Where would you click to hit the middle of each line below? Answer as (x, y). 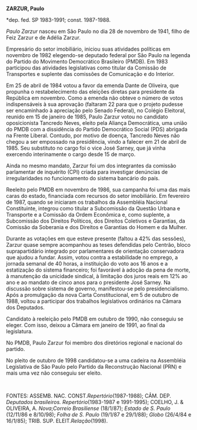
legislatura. (20, 331)
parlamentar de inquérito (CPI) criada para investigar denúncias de (87, 172)
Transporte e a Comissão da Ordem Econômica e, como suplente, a (88, 215)
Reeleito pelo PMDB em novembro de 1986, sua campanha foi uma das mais (98, 190)
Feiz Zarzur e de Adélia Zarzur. (44, 37)
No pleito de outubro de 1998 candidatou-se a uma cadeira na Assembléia (96, 360)
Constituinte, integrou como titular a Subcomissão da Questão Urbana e (93, 208)
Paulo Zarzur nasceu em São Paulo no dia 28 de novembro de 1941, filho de (98, 31)
